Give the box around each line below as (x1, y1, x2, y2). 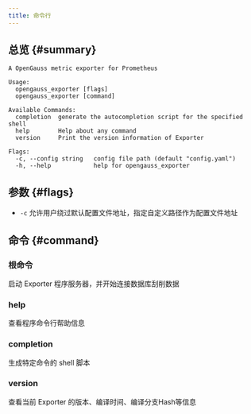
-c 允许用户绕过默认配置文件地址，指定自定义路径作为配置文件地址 (19, 208, 238, 218)
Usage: (8, 79, 30, 87)
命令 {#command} (8, 234, 99, 247)
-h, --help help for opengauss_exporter (15, 162, 191, 170)
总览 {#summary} (8, 43, 97, 56)
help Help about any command (15, 127, 137, 135)
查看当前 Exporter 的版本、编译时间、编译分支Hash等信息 (8, 397, 197, 406)
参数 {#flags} (8, 185, 74, 199)
